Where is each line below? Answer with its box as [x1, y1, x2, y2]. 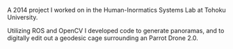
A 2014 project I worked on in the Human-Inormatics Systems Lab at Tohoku [7, 6, 226, 14]
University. [7, 13, 38, 21]
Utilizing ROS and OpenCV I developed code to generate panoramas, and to [7, 27, 225, 35]
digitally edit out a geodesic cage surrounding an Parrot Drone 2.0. [7, 34, 198, 42]
